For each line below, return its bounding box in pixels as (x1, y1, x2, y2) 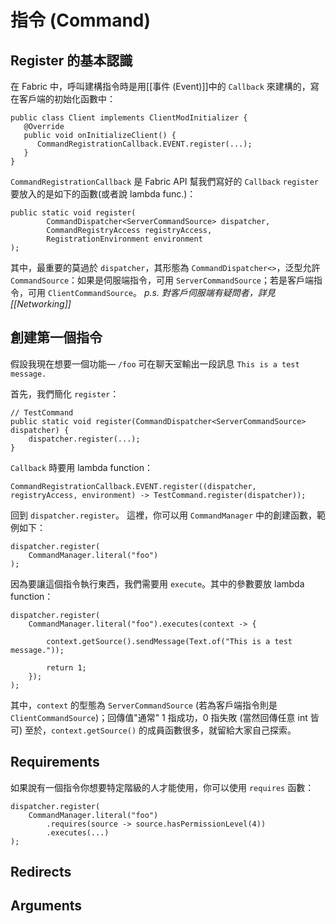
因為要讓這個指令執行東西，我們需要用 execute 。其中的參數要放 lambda (10, 577, 305, 590)
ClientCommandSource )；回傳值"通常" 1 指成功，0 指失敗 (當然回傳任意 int (10, 711, 308, 723)
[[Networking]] (10, 298, 72, 310)
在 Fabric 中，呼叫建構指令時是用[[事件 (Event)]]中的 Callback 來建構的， (10, 81, 311, 92)
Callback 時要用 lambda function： (10, 461, 153, 473)
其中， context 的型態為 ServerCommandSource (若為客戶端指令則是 (10, 699, 278, 711)
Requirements (10, 754, 100, 771)
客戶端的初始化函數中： (18, 93, 116, 105)
